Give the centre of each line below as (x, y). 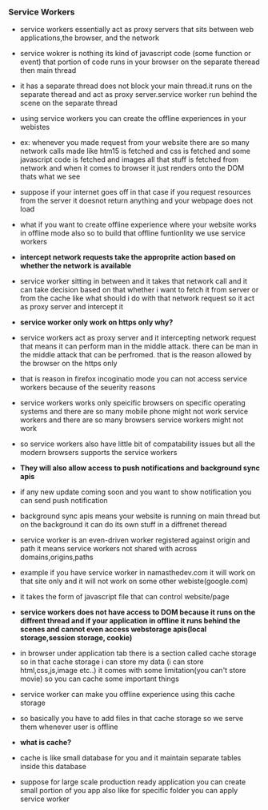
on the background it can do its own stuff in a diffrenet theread (123, 525)
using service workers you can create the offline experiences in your (133, 119)
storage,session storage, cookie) (76, 638)
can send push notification (64, 501)
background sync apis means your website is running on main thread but (140, 516)
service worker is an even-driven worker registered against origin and (135, 540)
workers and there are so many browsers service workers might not (132, 420)
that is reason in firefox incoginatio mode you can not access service (134, 379)
